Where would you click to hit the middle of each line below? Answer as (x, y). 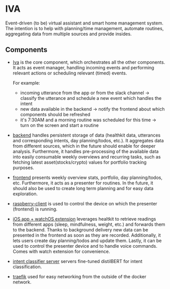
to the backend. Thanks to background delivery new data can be (80, 229)
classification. (27, 267)
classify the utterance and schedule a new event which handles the (91, 98)
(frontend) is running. (35, 209)
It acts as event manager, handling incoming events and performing (83, 67)
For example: (26, 83)
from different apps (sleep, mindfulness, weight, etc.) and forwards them (89, 224)
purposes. (23, 167)
